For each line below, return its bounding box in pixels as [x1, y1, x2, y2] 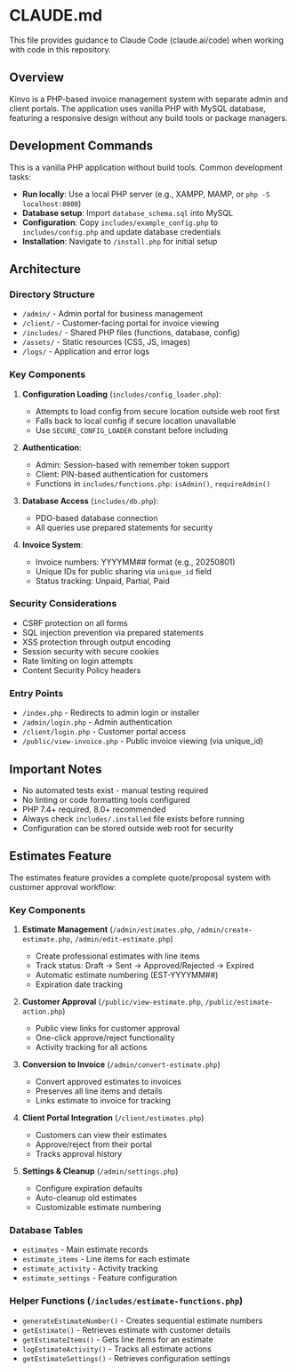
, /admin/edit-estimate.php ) [69, 934, 173, 944]
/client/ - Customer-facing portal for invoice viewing [21, 317, 220, 329]
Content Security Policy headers [21, 664, 141, 676]
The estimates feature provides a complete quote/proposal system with [9, 872, 271, 883]
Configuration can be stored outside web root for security [21, 822, 234, 833]
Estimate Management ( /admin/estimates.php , [21, 924, 196, 935]
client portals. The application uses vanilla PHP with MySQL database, [9, 103, 267, 114]
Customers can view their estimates [35, 1130, 167, 1141]
